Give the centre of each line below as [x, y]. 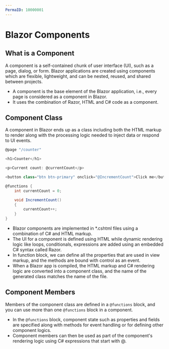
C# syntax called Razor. [37, 250]
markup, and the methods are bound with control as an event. [76, 260]
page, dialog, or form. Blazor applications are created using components [80, 71]
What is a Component [40, 53]
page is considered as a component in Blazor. [60, 97]
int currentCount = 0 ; [38, 191]
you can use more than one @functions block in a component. [69, 310]
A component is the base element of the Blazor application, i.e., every [84, 91]
